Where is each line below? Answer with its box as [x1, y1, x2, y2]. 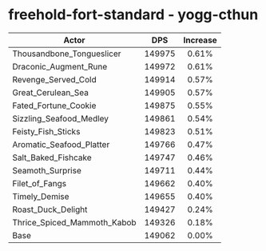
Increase [183, 34, 217, 46]
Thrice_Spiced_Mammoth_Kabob [12, 217, 137, 228]
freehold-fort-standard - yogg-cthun [8, 6, 259, 24]
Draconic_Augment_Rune [12, 61, 108, 72]
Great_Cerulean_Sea [12, 86, 89, 98]
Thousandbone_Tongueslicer [12, 48, 121, 59]
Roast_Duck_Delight [12, 204, 88, 215]
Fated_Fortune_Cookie [12, 100, 97, 111]
